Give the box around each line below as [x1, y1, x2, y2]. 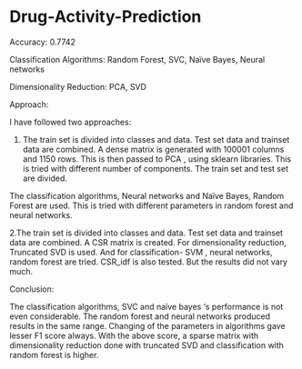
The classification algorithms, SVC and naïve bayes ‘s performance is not [9, 301, 284, 312]
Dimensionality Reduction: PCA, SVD [9, 81, 147, 92]
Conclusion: [9, 284, 55, 294]
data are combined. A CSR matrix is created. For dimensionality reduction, [9, 236, 287, 247]
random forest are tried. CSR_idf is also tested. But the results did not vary [9, 256, 288, 267]
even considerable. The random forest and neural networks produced [9, 311, 271, 322]
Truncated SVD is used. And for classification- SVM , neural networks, [9, 246, 273, 257]
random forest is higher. [9, 349, 99, 360]
